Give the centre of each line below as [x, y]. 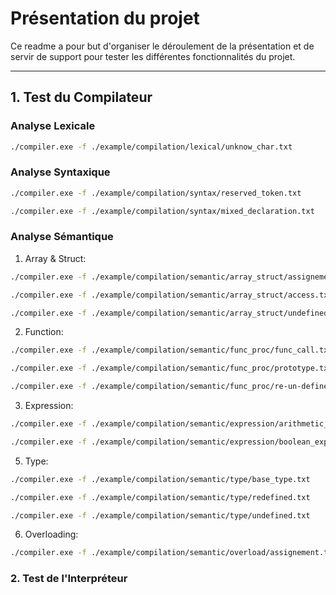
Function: [44, 332]
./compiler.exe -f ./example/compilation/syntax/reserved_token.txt [156, 193]
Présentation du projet [105, 18]
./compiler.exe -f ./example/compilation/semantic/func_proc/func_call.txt [171, 350]
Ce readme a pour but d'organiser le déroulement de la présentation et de [162, 46]
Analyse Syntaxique [60, 172]
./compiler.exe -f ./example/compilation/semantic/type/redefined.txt [160, 497]
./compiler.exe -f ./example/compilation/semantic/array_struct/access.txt [171, 295]
